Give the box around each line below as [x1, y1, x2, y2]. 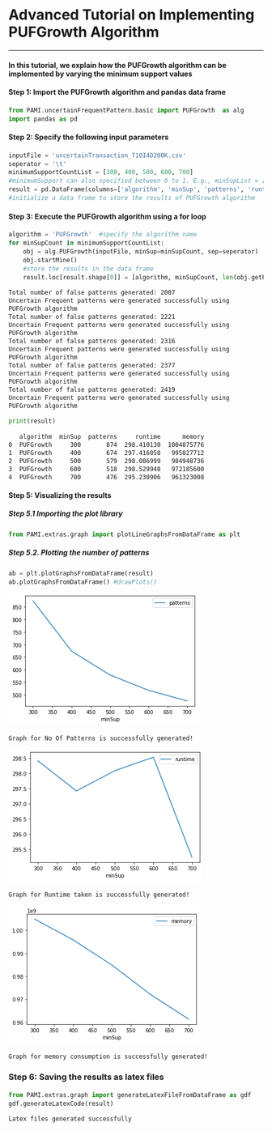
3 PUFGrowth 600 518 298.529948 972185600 [8, 466, 205, 474]
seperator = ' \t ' [8, 159, 67, 168]
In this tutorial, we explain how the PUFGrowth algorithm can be [8, 60, 227, 70]
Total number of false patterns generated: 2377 [8, 362, 176, 370]
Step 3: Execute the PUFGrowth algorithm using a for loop [8, 211, 206, 221]
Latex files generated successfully [8, 1115, 132, 1123]
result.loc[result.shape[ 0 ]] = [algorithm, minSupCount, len [23, 273, 233, 281]
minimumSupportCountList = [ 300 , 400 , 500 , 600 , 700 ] [8, 168, 194, 176]
